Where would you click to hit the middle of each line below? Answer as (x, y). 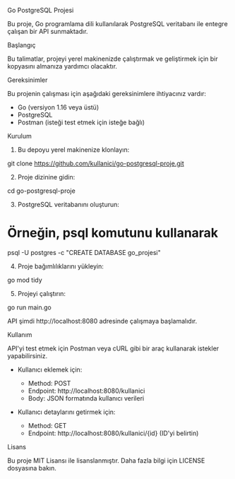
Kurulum (19, 136)
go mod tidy (25, 280)
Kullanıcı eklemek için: (50, 369)
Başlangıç (22, 45)
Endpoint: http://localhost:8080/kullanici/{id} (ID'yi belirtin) (113, 433)
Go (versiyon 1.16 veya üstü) (58, 107)
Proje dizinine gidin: (46, 177)
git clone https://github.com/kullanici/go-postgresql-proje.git (96, 163)
